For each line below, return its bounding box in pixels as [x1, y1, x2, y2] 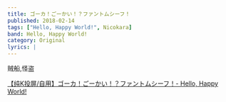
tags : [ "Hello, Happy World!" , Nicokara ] [7, 24, 133, 31]
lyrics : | [7, 44, 37, 51]
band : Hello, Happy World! [7, 30, 88, 38]
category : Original [7, 37, 66, 44]
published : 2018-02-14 [7, 17, 75, 24]
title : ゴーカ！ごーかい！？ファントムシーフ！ [7, 10, 130, 18]
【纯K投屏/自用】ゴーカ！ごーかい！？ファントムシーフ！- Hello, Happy [7, 79, 219, 88]
